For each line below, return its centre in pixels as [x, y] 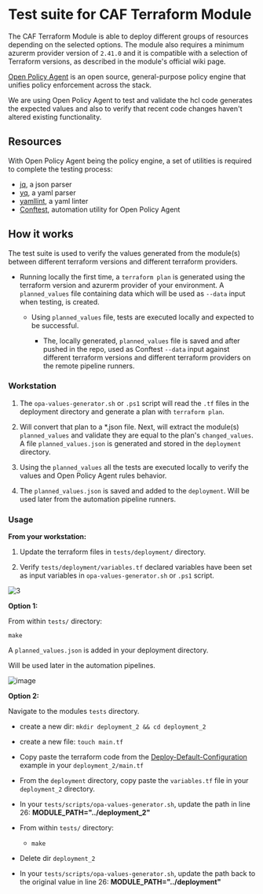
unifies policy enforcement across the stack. [80, 85]
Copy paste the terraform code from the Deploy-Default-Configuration [133, 757]
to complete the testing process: [60, 169]
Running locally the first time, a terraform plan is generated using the [132, 276]
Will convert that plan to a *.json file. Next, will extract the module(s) [129, 427]
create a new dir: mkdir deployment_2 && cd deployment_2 [113, 726]
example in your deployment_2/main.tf [81, 766]
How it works [41, 234]
